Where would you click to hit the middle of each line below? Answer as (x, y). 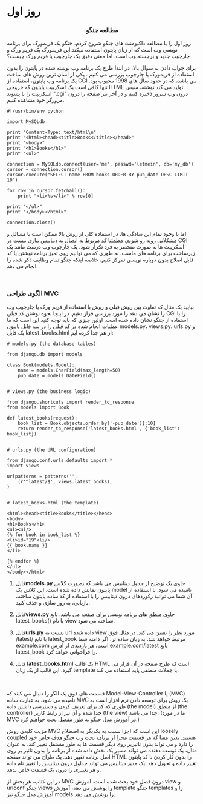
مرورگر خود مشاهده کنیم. (36, 100)
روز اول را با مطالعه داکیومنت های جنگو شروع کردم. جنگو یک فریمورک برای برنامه (99, 43)
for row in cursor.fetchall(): (46, 191)
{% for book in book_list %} (43, 535)
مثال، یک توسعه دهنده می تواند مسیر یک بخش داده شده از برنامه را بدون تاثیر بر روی (102, 750)
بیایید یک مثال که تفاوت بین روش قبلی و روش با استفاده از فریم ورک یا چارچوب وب (100, 307)
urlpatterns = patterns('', (42, 476)
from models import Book (38, 407)
